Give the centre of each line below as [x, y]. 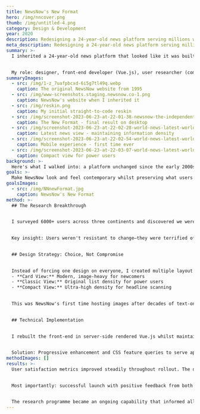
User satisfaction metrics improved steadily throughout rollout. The [101, 369]
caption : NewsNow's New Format [56, 194]
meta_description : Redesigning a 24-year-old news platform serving [93, 45]
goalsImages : [22, 183]
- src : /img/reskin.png [41, 106]
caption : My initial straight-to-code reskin [74, 111]
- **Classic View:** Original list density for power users [87, 282]
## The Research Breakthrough [49, 206]
